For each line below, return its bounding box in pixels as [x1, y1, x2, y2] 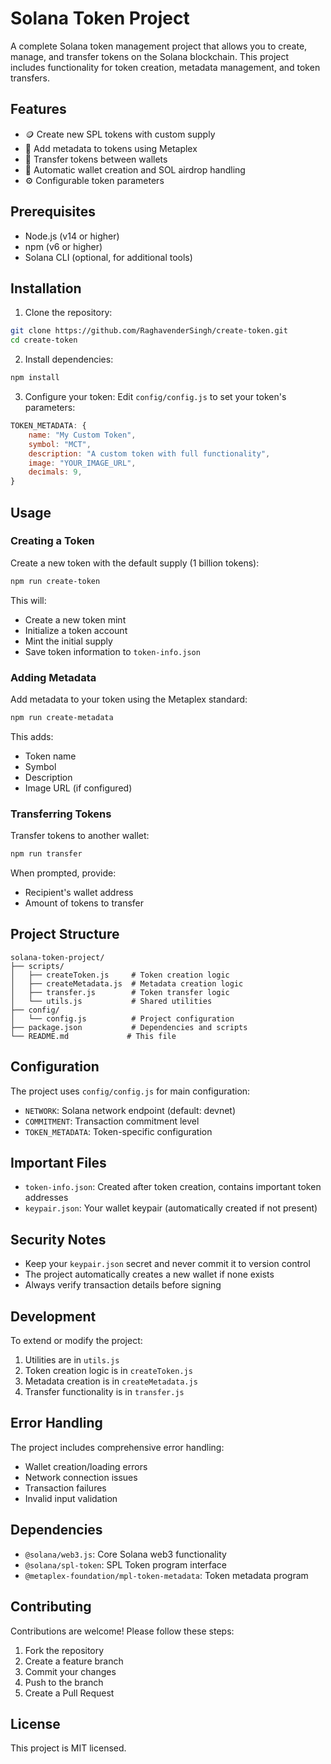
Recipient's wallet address [24, 887, 134, 899]
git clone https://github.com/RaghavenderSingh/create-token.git [10, 326, 288, 336]
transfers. [10, 72, 50, 84]
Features [10, 101, 67, 118]
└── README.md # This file [10, 1031, 177, 1041]
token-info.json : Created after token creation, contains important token [24, 1181, 322, 1193]
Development [10, 1308, 97, 1325]
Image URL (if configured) [24, 782, 133, 794]
